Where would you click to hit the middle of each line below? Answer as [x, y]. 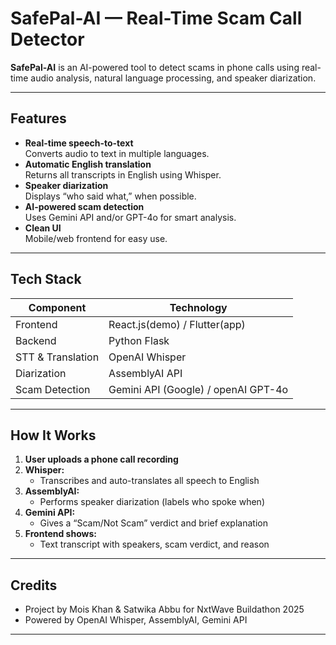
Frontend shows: [60, 534]
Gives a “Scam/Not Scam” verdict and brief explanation [153, 523]
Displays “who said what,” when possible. [110, 196]
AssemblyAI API [145, 373]
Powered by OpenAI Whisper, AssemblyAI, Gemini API [136, 620]
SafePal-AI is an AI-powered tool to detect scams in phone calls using [155, 67]
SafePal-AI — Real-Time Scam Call [156, 18]
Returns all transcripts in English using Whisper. [123, 174]
